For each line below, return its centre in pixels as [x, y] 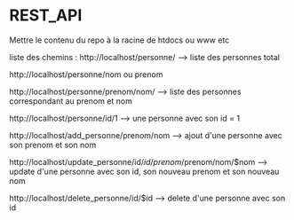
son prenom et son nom [53, 145]
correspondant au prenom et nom [71, 101]
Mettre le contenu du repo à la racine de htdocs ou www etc [119, 40]
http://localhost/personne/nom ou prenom [86, 74]
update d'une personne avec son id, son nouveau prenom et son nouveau [144, 171]
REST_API [46, 16]
